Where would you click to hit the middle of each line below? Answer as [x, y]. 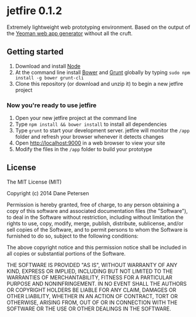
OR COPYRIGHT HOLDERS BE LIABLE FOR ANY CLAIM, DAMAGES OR [92, 290]
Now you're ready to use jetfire [52, 105]
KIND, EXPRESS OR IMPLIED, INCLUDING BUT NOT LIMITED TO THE [90, 271]
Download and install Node [48, 66]
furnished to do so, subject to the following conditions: [72, 236]
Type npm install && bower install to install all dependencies [91, 124]
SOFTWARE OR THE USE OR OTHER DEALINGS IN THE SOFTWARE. [89, 308]
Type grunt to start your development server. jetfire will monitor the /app [102, 131]
